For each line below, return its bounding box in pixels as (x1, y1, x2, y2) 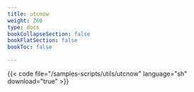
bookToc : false (7, 44, 53, 51)
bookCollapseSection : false (7, 30, 91, 38)
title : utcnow (7, 10, 50, 18)
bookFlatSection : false (7, 37, 78, 44)
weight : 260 (7, 17, 43, 24)
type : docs (7, 24, 40, 31)
